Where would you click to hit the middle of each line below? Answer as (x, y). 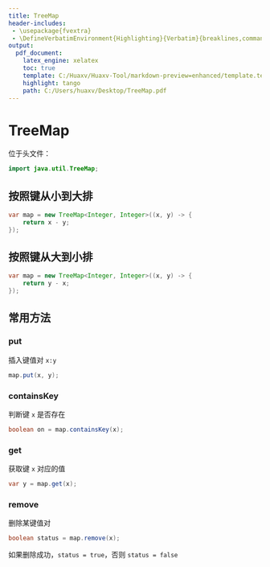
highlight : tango (52, 83)
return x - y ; (46, 222)
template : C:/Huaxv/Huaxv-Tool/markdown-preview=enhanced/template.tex (145, 76)
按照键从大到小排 (51, 257)
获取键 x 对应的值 (37, 469)
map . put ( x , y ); (34, 375)
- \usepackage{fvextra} (51, 31)
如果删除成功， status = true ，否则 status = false (93, 555)
